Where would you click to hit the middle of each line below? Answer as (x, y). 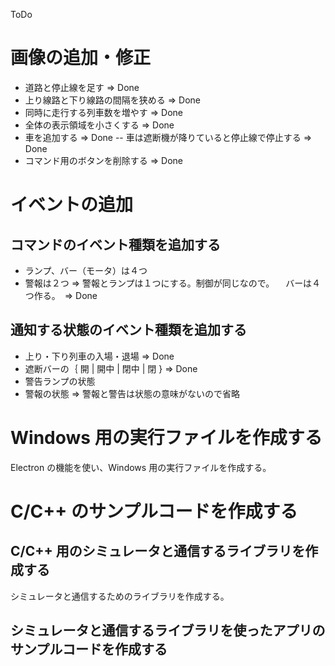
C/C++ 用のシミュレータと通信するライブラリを (158, 551)
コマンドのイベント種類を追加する (115, 244)
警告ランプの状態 (60, 381)
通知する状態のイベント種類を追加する (128, 330)
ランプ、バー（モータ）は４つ (86, 270)
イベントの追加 (72, 205)
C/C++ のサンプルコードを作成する (154, 511)
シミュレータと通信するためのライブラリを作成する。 (120, 596)
